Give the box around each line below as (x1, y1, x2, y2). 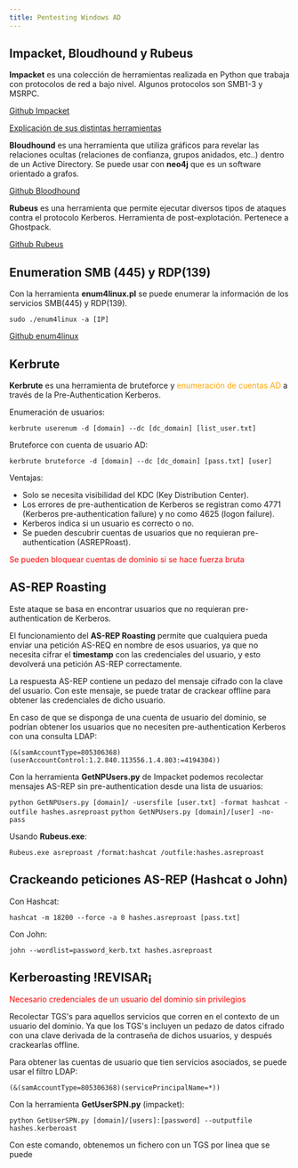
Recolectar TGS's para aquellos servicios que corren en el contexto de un (9, 1011, 280, 1021)
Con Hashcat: (9, 896, 60, 906)
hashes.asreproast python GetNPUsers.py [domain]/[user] (41, 807, 255, 817)
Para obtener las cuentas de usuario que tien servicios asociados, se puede (9, 1056, 287, 1067)
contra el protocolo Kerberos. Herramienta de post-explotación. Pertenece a (9, 213, 289, 223)
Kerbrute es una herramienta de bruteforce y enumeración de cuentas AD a (9, 380, 288, 391)
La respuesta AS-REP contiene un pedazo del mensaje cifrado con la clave (9, 675, 283, 686)
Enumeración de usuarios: (9, 407, 105, 418)
